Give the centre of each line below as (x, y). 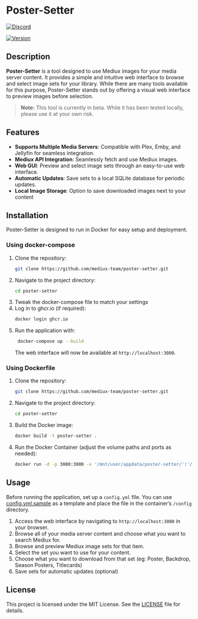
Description (28, 57)
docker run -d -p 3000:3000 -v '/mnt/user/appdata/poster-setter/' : (101, 465)
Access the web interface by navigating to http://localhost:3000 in (98, 521)
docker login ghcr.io (41, 319)
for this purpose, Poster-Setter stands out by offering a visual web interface (98, 90)
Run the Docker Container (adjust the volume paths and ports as (93, 448)
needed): (26, 453)
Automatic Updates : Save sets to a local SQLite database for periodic (100, 178)
